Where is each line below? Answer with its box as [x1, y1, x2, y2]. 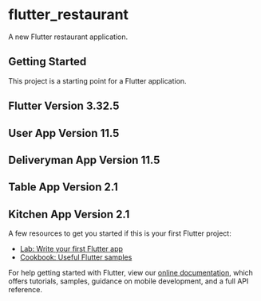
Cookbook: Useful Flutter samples [19, 252, 132, 262]
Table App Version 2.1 [8, 181, 118, 194]
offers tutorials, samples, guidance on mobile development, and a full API [8, 276, 249, 286]
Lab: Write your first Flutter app [19, 244, 124, 254]
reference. [8, 285, 42, 295]
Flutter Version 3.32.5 [8, 100, 120, 113]
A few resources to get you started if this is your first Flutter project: [8, 229, 231, 238]
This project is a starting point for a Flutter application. [8, 76, 187, 85]
